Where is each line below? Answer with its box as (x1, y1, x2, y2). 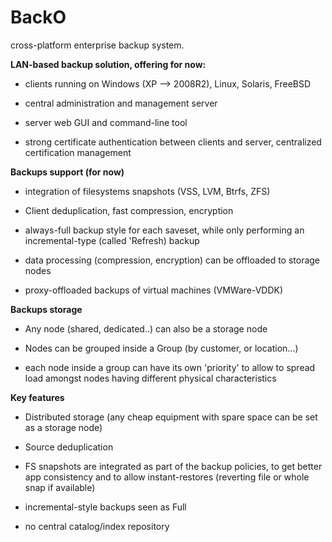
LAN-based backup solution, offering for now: (10, 58, 207, 70)
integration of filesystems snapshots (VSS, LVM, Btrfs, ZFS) (24, 185, 271, 197)
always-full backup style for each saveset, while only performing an (24, 224, 305, 236)
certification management (24, 146, 132, 158)
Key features (10, 391, 65, 403)
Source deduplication (24, 441, 114, 453)
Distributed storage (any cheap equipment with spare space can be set (24, 411, 318, 423)
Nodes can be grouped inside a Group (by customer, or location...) (24, 342, 299, 354)
